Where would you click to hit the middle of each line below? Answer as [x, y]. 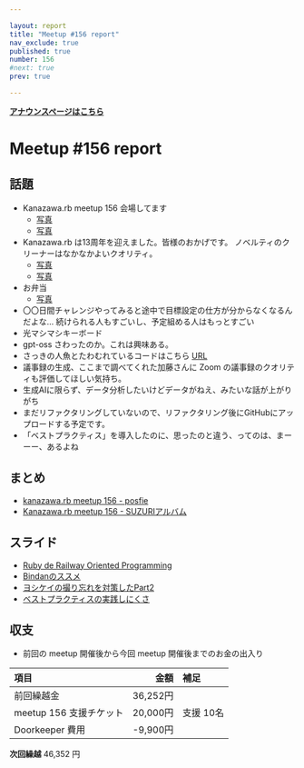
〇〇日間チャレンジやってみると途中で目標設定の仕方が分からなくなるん [157, 310]
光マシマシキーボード [62, 333]
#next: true [32, 68]
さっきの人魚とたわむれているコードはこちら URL [115, 355]
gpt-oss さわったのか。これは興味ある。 [98, 344]
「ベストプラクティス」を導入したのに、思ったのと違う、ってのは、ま [153, 435]
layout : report [38, 25]
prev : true [30, 77]
